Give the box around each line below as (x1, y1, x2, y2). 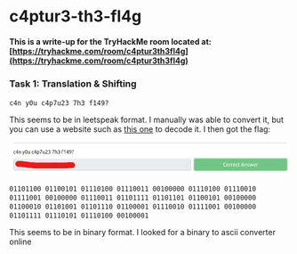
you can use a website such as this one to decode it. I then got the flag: (9, 124, 271, 135)
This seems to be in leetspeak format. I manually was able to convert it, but (9, 114, 285, 126)
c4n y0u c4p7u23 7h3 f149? (9, 99, 109, 108)
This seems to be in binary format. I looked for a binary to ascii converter (9, 227, 276, 238)
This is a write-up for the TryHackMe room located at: (9, 36, 212, 46)
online (9, 236, 32, 247)
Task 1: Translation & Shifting (9, 78, 137, 90)
